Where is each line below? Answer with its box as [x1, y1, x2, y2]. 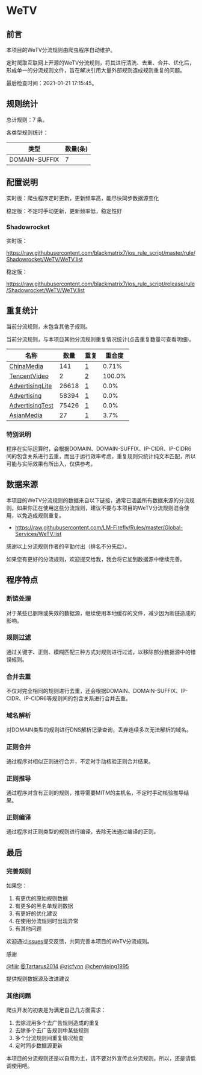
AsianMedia [9, 411, 43, 419]
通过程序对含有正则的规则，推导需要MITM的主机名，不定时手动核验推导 [6, 789, 185, 797]
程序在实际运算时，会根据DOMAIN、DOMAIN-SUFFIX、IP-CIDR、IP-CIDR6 [6, 445, 192, 453]
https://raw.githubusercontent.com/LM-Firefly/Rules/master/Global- [14, 523, 183, 531]
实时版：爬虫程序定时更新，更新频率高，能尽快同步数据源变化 [6, 194, 159, 202]
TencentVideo [9, 372, 49, 380]
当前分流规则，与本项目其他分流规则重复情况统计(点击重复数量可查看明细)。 [6, 336, 195, 343]
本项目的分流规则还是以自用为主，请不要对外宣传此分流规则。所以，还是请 [6, 1054, 191, 1062]
